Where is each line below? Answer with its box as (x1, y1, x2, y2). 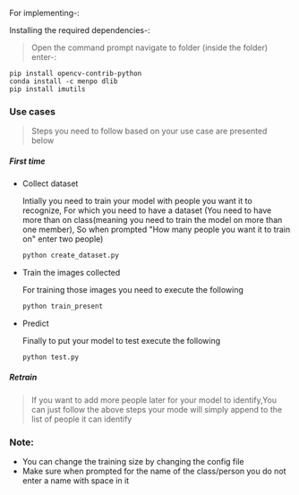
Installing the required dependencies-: (9, 25, 150, 35)
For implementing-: (9, 8, 81, 18)
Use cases (9, 105, 56, 117)
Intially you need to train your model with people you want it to (21, 196, 252, 207)
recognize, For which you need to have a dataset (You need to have (21, 205, 272, 216)
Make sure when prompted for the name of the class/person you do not (21, 465, 286, 477)
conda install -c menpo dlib (9, 77, 118, 86)
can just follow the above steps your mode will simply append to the (30, 404, 283, 414)
